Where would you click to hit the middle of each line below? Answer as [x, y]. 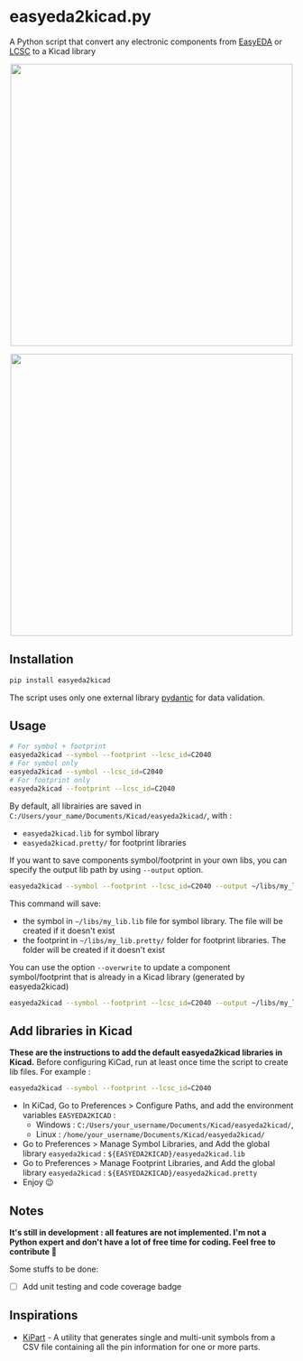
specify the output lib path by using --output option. [106, 869]
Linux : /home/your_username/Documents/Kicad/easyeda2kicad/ [150, 1134]
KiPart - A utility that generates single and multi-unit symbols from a [149, 1337]
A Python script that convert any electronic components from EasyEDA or [146, 42]
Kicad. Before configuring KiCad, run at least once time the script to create [149, 1062]
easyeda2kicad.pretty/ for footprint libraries [104, 842]
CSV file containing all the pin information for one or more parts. [141, 1347]
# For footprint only [50, 780]
